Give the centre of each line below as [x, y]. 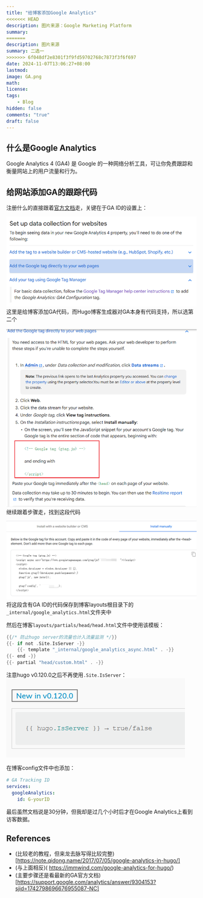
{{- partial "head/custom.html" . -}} [55, 663]
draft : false [23, 121]
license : [17, 89]
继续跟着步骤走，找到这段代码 [43, 512]
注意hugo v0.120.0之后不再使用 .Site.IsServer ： [66, 675]
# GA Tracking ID [28, 780]
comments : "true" [28, 115]
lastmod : [17, 70]
